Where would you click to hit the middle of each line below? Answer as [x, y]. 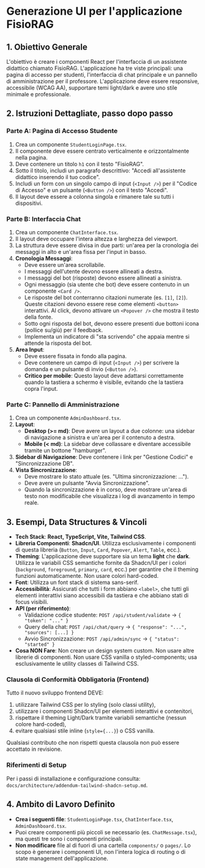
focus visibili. [32, 602]
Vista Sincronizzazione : [46, 470]
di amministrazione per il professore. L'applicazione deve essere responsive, [103, 81]
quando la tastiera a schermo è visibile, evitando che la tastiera [104, 382]
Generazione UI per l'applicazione [94, 11]
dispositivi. [29, 203]
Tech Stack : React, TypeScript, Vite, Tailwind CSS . [81, 537]
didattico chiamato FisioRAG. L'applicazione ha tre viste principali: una [95, 68]
